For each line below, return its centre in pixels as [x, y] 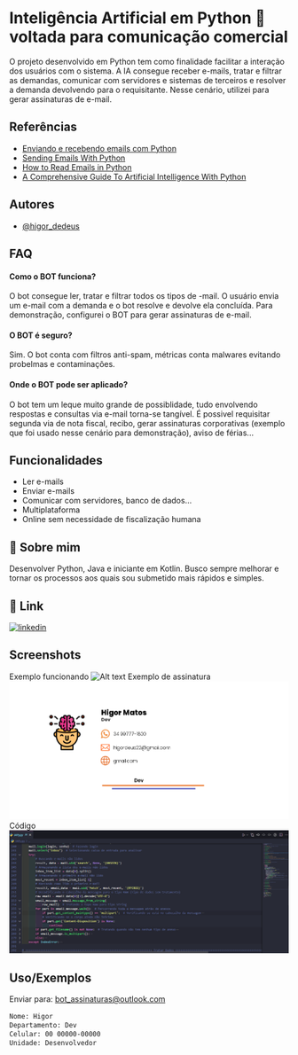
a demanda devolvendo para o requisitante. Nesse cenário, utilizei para [139, 90]
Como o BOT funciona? [53, 276]
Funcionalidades [56, 460]
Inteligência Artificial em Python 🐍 [137, 18]
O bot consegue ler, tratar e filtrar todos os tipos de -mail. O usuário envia [144, 296]
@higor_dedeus [51, 226]
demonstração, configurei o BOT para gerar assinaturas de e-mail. [130, 315]
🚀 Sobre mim [45, 547]
